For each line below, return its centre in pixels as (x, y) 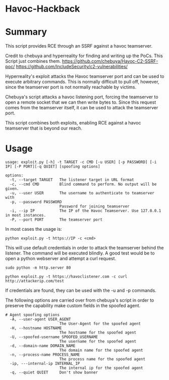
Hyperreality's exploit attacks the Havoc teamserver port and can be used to (85, 76)
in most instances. (26, 216)
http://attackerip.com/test (35, 281)
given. (12, 189)
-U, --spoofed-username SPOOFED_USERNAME (54, 337)
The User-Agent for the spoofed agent (100, 324)
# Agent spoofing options (32, 315)
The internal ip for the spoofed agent (101, 368)
